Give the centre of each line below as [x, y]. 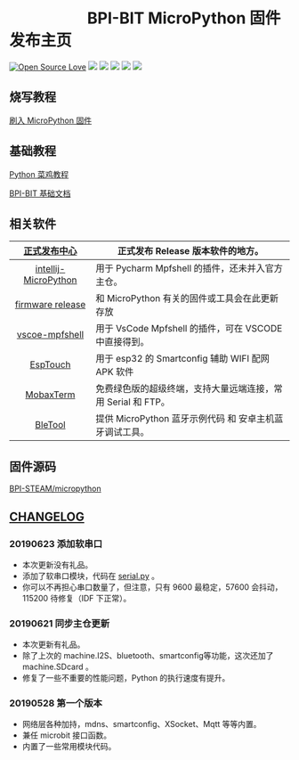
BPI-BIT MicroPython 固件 [184, 18]
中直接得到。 [122, 342]
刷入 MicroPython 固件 [50, 120]
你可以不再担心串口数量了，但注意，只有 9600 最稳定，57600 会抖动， [152, 587]
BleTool [50, 425]
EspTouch [50, 364]
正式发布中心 [50, 251]
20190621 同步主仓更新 [60, 623]
